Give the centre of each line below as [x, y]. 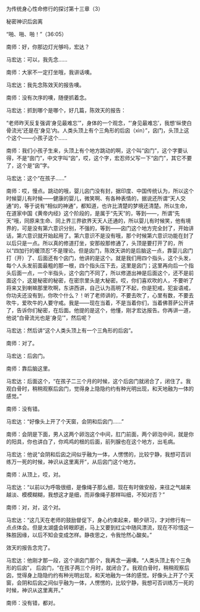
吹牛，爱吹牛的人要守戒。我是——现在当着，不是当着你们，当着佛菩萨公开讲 [100, 303]
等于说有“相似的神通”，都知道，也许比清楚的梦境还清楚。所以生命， [107, 206]
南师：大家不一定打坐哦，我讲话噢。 [51, 72]
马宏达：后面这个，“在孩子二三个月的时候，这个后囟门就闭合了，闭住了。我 [99, 381]
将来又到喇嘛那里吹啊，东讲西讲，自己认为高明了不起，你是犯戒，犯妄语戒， [100, 288]
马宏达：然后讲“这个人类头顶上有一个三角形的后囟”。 [71, 330]
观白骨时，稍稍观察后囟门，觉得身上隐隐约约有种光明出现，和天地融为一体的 [100, 389]
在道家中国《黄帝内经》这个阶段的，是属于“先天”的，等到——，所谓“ [90, 213]
